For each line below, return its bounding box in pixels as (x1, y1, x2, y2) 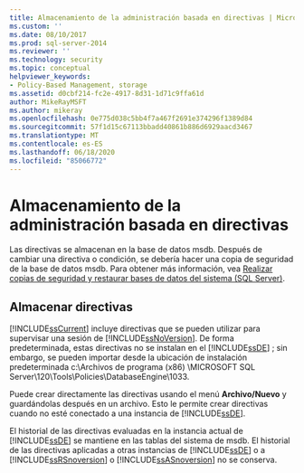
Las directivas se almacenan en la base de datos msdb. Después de (9, 244, 262, 255)
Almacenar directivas (9, 299, 133, 315)
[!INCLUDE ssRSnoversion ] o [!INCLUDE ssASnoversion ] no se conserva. (9, 454, 278, 466)
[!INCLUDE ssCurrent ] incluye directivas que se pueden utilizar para (9, 323, 261, 335)
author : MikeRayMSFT (9, 97, 88, 107)
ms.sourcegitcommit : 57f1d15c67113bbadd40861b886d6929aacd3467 (9, 123, 253, 132)
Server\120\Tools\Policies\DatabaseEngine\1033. (9, 372, 190, 383)
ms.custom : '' (9, 22, 63, 31)
